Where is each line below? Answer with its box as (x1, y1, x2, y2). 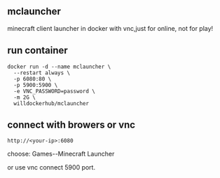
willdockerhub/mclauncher (13, 100, 90, 107)
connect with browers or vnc (7, 119, 135, 131)
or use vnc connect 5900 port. (7, 163, 96, 172)
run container (7, 45, 68, 57)
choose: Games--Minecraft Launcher (7, 150, 115, 158)
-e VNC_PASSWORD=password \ (13, 88, 96, 95)
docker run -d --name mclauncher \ (7, 63, 111, 70)
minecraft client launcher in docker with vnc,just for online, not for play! (7, 24, 214, 32)
